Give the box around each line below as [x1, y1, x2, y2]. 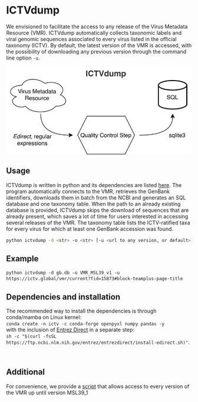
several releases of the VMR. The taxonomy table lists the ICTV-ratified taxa [6, 219, 190, 226]
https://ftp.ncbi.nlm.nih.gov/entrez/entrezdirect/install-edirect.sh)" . [6, 339, 190, 345]
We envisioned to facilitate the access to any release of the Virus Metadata [6, 23, 188, 30]
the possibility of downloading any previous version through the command [6, 48, 187, 55]
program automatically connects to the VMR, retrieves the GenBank [6, 188, 170, 195]
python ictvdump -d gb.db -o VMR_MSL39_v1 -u [6, 270, 120, 276]
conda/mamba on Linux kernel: [6, 314, 81, 321]
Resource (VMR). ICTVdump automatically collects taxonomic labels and [6, 29, 181, 36]
